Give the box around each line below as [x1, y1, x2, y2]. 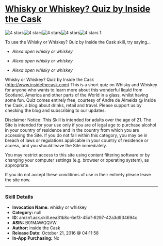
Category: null [12, 210, 42, 215]
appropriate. [5, 162, 30, 168]
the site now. [5, 177, 31, 183]
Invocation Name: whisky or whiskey [12, 204, 87, 210]
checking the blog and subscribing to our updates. [5, 108, 106, 113]
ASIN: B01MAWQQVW [12, 220, 57, 226]
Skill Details [5, 193, 33, 200]
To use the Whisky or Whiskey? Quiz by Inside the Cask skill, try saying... [5, 39, 151, 45]
